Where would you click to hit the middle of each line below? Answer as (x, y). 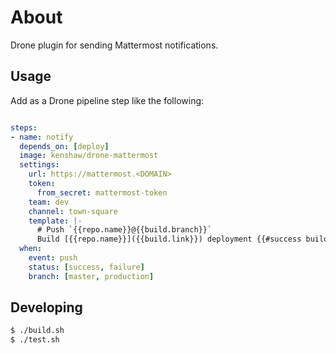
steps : (24, 127)
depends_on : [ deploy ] (64, 146)
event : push (53, 258)
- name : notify (42, 137)
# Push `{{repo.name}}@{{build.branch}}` (124, 230)
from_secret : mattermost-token (102, 192)
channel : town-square (73, 211)
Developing (46, 307)
